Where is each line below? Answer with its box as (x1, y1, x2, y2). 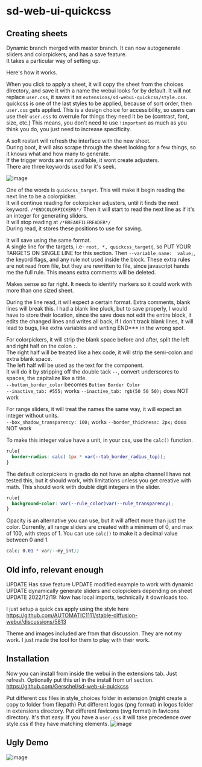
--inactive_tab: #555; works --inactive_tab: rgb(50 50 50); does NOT (6, 387, 189, 394)
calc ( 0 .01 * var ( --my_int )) (6, 548, 80, 554)
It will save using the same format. (6, 237, 92, 244)
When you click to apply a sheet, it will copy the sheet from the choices (6, 80, 184, 88)
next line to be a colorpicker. (6, 193, 77, 200)
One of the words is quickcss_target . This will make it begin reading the (6, 186, 185, 193)
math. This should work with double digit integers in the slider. (6, 483, 161, 490)
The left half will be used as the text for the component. (6, 361, 144, 369)
